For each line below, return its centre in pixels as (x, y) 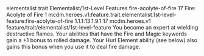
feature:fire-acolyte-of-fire (40, 21)
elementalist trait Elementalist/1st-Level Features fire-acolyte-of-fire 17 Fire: (101, 8)
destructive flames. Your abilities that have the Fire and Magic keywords (97, 34)
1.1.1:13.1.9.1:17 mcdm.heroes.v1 (113, 21)
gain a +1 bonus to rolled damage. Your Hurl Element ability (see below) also (102, 40)
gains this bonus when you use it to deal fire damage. (73, 47)
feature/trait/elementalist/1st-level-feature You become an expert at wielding (102, 27)
